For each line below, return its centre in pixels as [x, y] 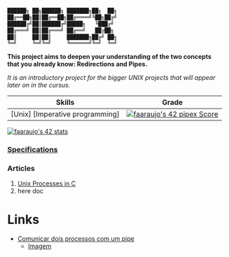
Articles [21, 169]
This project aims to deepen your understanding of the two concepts [110, 57]
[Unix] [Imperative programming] [65, 114]
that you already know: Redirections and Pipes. [77, 64]
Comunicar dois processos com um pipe [76, 239]
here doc [30, 191]
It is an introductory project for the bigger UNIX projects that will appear [111, 78]
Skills [65, 102]
